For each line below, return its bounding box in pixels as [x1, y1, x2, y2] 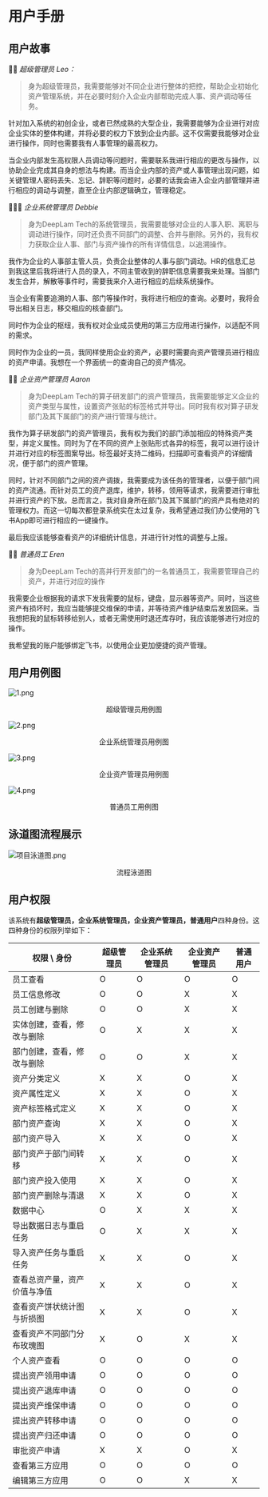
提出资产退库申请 [12, 1385, 77, 1396]
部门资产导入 [12, 1133, 61, 1144]
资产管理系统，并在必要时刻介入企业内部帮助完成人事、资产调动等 [27, 91, 245, 101]
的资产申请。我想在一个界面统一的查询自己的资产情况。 [8, 358, 190, 366]
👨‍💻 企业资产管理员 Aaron [8, 374, 91, 384]
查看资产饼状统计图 [12, 1301, 85, 1312]
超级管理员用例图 [106, 704, 162, 714]
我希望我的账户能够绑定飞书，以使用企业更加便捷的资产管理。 [8, 641, 211, 650]
